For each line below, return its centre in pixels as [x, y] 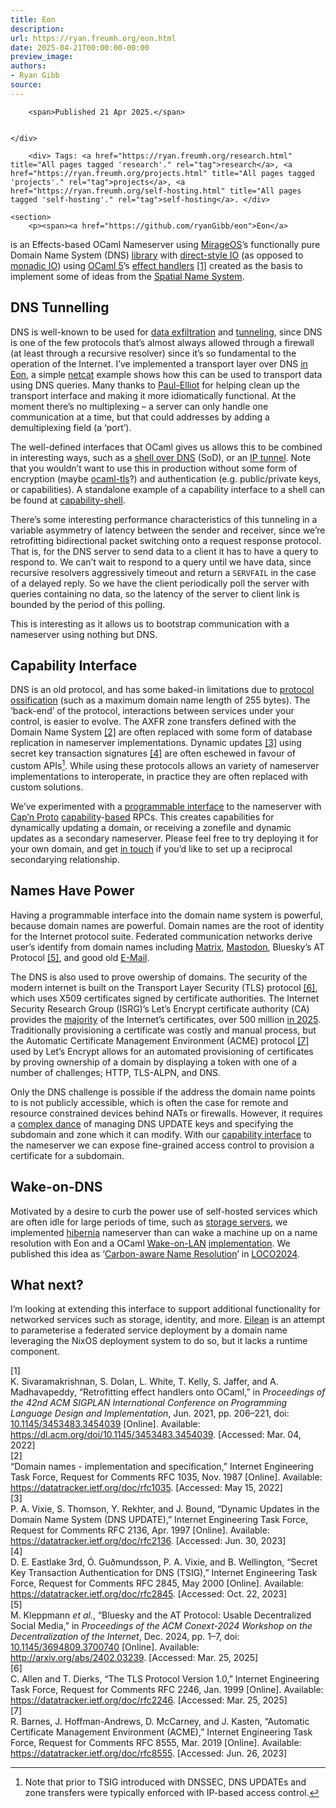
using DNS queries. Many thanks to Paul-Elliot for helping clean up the [155, 385]
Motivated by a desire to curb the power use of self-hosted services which [164, 1211]
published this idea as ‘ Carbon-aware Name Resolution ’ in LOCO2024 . [155, 1253]
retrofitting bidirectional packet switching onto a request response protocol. [166, 540]
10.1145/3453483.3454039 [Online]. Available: [105, 1424]
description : [37, 29]
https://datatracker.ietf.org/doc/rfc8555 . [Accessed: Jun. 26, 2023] [149, 1753]
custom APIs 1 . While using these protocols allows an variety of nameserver [165, 765]
